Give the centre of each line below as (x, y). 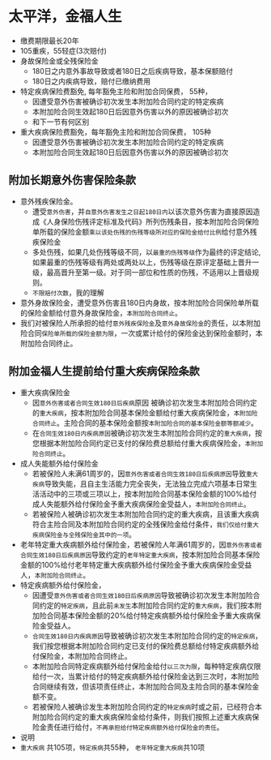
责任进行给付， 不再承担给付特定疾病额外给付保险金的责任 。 (135, 727)
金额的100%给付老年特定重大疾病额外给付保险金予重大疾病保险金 (129, 565)
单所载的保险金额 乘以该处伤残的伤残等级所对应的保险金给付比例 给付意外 (141, 231)
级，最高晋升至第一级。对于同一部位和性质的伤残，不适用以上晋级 (142, 272)
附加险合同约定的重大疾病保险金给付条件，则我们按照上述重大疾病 (142, 717)
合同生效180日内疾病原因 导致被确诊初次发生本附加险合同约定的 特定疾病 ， (147, 635)
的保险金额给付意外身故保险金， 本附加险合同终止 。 (101, 312)
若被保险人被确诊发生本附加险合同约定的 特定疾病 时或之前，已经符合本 (147, 706)
